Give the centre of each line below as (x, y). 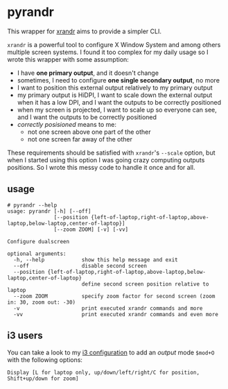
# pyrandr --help (32, 205)
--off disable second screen (80, 266)
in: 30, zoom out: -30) (42, 302)
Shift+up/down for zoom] (43, 379)
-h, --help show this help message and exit (96, 260)
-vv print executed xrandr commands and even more (116, 314)
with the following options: (45, 360)
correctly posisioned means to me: (67, 124)
